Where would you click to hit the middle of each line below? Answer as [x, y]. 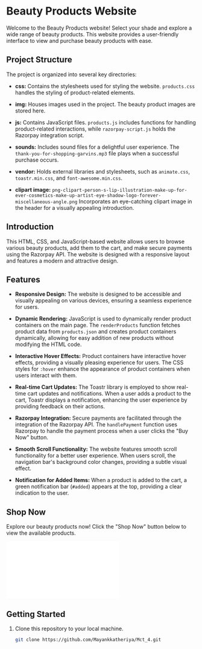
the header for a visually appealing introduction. [74, 207]
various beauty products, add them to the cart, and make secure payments [99, 248]
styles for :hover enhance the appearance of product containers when [103, 369]
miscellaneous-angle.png [46, 202]
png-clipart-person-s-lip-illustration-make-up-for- [120, 190]
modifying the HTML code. [48, 344]
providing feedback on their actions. [60, 406]
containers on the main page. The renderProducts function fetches [98, 325]
